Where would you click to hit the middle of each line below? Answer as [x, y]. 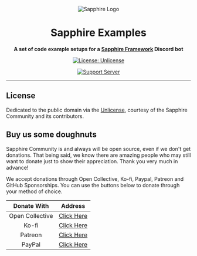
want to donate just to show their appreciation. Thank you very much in [92, 161]
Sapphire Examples [98, 33]
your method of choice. [34, 191]
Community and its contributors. [45, 116]
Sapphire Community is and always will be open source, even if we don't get [98, 149]
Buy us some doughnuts [51, 135]
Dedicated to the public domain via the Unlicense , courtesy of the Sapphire [97, 110]
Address [73, 206]
